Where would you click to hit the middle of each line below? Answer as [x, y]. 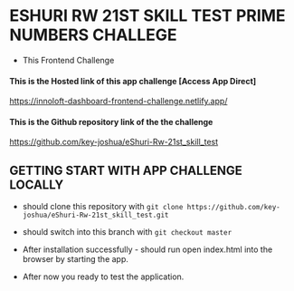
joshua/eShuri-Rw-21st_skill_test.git [95, 215]
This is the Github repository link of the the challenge [111, 121]
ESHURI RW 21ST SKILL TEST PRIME [148, 16]
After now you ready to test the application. [103, 276]
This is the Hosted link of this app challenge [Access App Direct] [133, 81]
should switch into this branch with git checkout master [127, 232]
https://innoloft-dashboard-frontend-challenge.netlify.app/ [119, 102]
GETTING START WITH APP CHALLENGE [126, 170]
